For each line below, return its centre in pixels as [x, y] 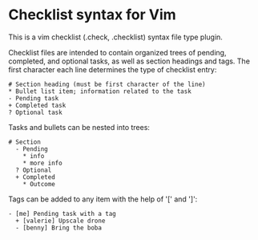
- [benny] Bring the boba [59, 228]
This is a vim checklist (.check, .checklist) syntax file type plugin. [115, 37]
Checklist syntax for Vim [92, 15]
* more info [42, 163]
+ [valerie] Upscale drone [60, 221]
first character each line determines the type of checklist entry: [113, 69]
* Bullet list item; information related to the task [100, 91]
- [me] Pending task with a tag [62, 214]
